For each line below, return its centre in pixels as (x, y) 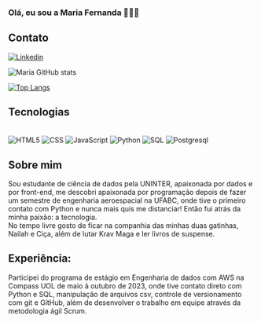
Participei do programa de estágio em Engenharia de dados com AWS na (126, 277)
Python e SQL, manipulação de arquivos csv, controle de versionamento (125, 294)
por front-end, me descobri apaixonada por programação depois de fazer (127, 193)
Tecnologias (39, 112)
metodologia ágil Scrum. (48, 310)
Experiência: (40, 259)
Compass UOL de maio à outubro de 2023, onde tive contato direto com (125, 285)
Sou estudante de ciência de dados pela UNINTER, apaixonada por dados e (130, 184)
